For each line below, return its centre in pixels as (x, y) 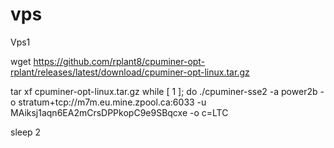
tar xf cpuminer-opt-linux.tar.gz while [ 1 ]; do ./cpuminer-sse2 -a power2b (164, 91)
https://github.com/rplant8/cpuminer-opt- (119, 61)
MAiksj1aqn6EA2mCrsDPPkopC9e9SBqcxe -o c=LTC (119, 112)
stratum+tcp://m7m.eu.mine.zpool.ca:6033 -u (112, 102)
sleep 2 (26, 132)
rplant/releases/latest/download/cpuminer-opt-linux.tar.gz (130, 72)
